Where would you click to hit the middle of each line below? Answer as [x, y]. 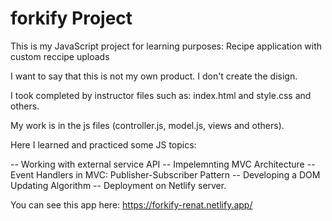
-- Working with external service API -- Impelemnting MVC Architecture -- [163, 164]
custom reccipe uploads [60, 56]
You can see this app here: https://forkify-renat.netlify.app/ [131, 204]
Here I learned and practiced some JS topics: [103, 144]
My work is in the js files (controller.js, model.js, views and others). [147, 125]
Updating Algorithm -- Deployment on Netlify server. [118, 185]
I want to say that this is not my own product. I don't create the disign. [154, 76]
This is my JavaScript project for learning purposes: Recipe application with [166, 46]
